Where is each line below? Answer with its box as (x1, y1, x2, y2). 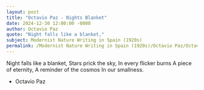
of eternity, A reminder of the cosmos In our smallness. (6, 66, 144, 73)
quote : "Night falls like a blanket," (6, 32, 104, 38)
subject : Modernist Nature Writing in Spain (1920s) (6, 37, 143, 43)
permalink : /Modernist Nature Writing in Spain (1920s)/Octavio (6, 43, 172, 49)
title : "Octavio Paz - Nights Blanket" (6, 15, 107, 21)
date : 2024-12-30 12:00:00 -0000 (6, 20, 91, 26)
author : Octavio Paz (6, 26, 59, 32)
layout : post (6, 9, 39, 15)
